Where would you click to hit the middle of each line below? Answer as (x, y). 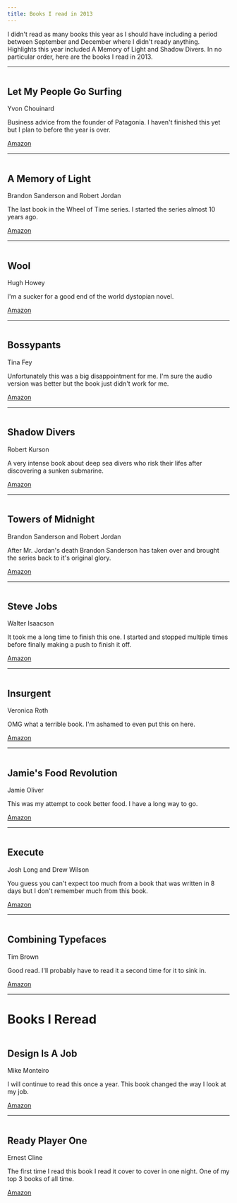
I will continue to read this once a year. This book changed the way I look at (117, 1084)
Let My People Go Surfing (65, 92)
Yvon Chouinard (31, 109)
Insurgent (29, 693)
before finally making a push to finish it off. (69, 645)
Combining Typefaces (57, 939)
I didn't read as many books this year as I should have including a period (113, 34)
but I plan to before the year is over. (59, 130)
